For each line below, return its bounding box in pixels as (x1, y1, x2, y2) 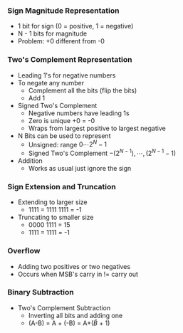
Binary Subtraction (7, 287, 74, 297)
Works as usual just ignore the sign (28, 164, 132, 172)
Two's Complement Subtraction (17, 303, 111, 312)
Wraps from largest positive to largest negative (28, 124, 166, 132)
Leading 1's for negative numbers (17, 70, 116, 80)
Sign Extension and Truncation (7, 181, 116, 191)
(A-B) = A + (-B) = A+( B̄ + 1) (28, 319, 110, 327)
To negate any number (17, 78, 85, 87)
